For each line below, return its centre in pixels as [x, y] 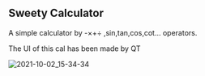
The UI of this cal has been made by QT [75, 49]
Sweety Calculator [56, 13]
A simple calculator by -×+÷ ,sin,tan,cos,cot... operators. [103, 32]
